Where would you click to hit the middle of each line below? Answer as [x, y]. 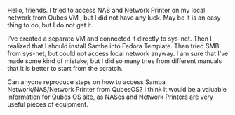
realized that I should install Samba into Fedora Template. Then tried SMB [113, 46]
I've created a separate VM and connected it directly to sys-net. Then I [109, 39]
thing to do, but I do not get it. [50, 25]
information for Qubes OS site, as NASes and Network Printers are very [110, 97]
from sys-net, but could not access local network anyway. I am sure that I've [118, 53]
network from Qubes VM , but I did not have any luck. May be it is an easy [114, 18]
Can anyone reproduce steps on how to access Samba [87, 82]
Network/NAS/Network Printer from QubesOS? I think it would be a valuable [117, 89]
